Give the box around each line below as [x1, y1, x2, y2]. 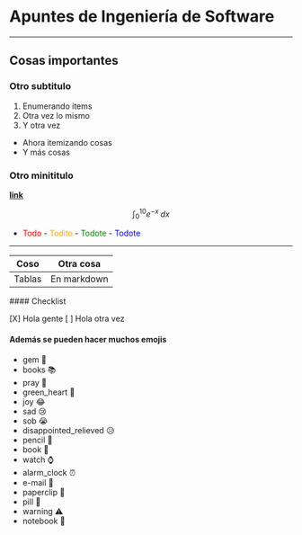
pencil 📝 [22, 434, 53, 445]
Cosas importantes [9, 53, 119, 68]
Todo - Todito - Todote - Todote [22, 227, 141, 239]
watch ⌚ [22, 454, 54, 465]
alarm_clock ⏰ [22, 467, 76, 477]
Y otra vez [22, 120, 61, 130]
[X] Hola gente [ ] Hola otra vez [9, 313, 125, 325]
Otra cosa [58, 258, 102, 271]
